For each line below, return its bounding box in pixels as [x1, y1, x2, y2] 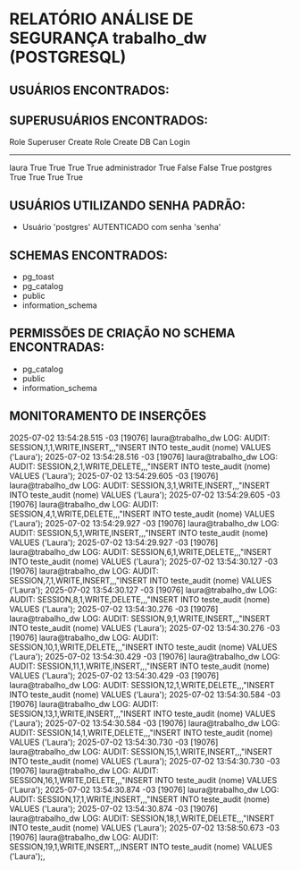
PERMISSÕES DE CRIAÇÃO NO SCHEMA [9, 326, 236, 341]
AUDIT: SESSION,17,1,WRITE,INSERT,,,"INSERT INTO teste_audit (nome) [9, 793, 271, 805]
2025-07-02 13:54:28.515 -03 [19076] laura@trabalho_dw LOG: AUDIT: [9, 432, 271, 443]
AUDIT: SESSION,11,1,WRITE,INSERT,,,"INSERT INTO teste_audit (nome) [9, 661, 271, 671]
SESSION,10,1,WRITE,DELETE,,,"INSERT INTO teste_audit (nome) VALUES [9, 641, 278, 652]
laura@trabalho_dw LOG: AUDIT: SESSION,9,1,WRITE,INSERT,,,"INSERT [9, 613, 271, 624]
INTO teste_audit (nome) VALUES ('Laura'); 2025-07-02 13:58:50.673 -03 [9, 822, 279, 832]
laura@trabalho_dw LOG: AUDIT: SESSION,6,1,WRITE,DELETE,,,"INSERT [9, 546, 272, 557]
